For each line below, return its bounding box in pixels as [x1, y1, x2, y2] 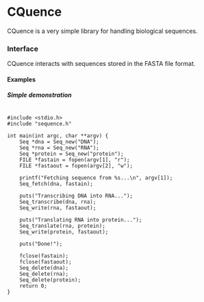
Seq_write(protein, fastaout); [19, 228, 109, 235]
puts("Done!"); [19, 240, 63, 247]
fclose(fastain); [19, 252, 69, 259]
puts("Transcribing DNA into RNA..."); [19, 192, 133, 199]
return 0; [19, 282, 48, 289]
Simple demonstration [7, 91, 72, 100]
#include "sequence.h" [7, 120, 72, 127]
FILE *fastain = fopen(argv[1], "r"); [19, 156, 130, 163]
